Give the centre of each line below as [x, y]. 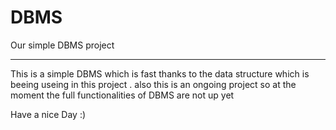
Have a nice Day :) [48, 114]
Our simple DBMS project [62, 45]
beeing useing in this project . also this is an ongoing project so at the [153, 84]
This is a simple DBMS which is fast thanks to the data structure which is [160, 73]
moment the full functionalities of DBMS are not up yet [122, 95]
